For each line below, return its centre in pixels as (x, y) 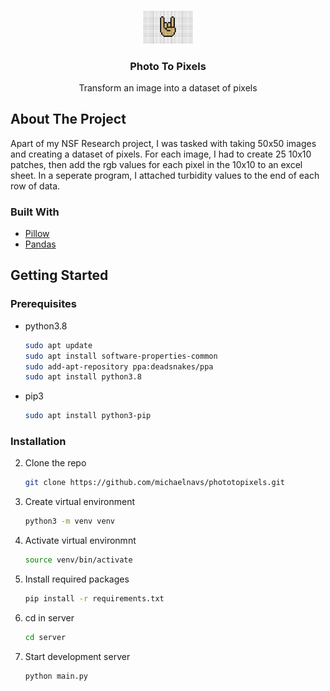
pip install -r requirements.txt (94, 599)
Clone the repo (55, 463)
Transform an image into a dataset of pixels (168, 87)
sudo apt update (58, 345)
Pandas (40, 244)
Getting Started (59, 275)
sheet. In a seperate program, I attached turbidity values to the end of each (165, 175)
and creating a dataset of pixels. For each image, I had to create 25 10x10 (161, 154)
